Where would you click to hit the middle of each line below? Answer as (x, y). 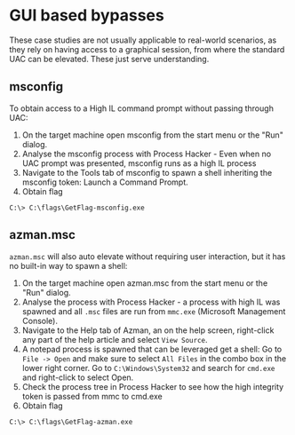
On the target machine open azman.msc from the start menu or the (145, 283)
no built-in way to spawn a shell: (68, 265)
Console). (40, 320)
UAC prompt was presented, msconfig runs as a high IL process (139, 163)
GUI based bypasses (87, 16)
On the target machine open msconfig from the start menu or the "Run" (153, 135)
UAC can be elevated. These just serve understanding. (109, 59)
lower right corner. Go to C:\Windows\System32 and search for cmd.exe (148, 368)
